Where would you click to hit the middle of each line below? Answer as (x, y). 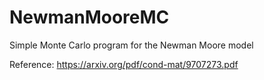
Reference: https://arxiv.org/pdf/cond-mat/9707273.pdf (124, 64)
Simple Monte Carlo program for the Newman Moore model (131, 45)
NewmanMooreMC (89, 17)
